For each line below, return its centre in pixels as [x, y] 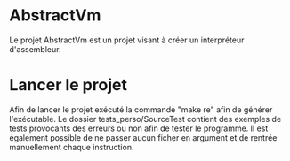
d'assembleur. [35, 49]
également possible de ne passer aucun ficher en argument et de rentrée [143, 137]
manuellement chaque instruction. [72, 147]
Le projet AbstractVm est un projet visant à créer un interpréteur [127, 40]
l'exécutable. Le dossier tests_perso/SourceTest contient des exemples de [145, 119]
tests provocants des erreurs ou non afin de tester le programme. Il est [139, 128]
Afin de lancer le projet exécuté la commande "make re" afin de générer [141, 109]
